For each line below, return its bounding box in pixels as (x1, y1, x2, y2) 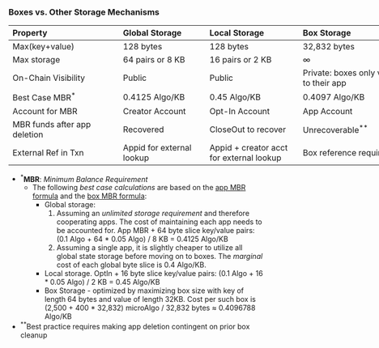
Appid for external (122, 142, 192, 153)
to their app (302, 78, 347, 89)
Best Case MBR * (12, 91, 76, 104)
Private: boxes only (302, 67, 376, 79)
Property (12, 28, 48, 39)
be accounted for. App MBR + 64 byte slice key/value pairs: (56, 226, 255, 236)
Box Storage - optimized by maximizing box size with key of (44, 286, 245, 295)
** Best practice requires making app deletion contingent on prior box (19, 320, 250, 331)
